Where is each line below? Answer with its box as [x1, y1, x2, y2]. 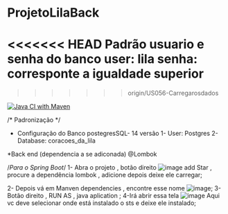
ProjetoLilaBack [7, 5, 100, 21]
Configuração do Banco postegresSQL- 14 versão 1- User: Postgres [17, 130, 210, 138]
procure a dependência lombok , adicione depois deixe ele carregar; [7, 171, 202, 179]
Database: [17, 136, 47, 145]
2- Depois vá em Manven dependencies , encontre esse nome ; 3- [7, 184, 222, 193]
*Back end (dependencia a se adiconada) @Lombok [7, 150, 157, 159]
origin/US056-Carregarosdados [128, 89, 219, 98]
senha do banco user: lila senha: [7, 51, 198, 67]
